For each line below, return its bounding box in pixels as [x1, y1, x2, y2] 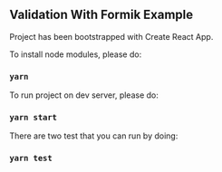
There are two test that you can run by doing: [9, 130, 179, 141]
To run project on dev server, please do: [9, 90, 159, 100]
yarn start [9, 112, 57, 123]
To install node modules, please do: [9, 49, 142, 60]
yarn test [9, 153, 53, 164]
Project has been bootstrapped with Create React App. [9, 31, 214, 42]
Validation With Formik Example [9, 7, 194, 23]
